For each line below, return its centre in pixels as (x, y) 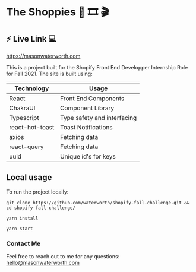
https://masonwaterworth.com (43, 56)
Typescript (24, 118)
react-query (26, 147)
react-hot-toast (32, 127)
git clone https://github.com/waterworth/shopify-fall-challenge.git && (98, 203)
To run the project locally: (37, 192)
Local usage (29, 177)
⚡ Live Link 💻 (31, 39)
